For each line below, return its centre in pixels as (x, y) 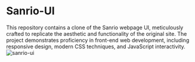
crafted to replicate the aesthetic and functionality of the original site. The (97, 33)
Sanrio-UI (30, 11)
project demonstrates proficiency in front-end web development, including (98, 40)
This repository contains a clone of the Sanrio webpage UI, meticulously (95, 27)
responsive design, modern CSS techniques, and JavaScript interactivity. (96, 46)
